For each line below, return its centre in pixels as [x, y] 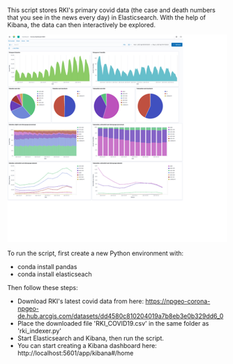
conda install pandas [47, 267]
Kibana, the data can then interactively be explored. [81, 25]
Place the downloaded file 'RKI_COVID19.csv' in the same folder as [113, 324]
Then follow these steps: [43, 288]
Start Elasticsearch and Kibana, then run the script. [90, 338]
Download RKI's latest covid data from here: [81, 301]
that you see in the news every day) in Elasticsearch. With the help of [107, 17]
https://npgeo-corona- [178, 301]
